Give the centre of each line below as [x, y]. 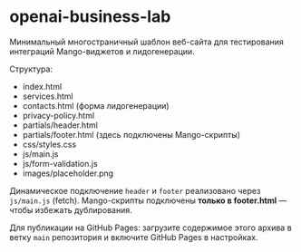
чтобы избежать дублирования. [71, 209]
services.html [48, 96]
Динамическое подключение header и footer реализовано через [135, 190]
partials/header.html [60, 125]
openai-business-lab [90, 17]
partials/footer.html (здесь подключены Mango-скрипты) [131, 134]
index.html [42, 86]
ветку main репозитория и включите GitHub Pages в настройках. [134, 237]
